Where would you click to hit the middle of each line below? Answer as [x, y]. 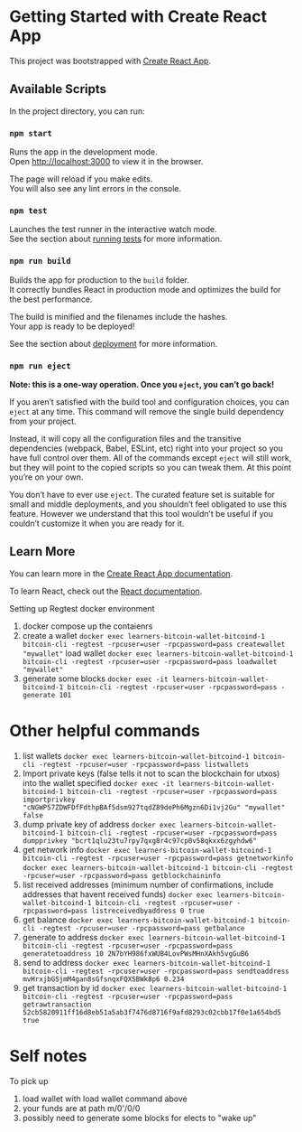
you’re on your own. [46, 477]
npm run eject [40, 366]
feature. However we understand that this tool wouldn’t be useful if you [141, 513]
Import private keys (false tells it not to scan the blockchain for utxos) [151, 773]
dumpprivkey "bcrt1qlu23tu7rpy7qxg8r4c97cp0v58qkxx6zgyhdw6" [140, 841]
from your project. [43, 421]
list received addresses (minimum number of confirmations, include [148, 884]
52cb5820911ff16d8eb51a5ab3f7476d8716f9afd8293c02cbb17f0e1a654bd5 [151, 1012]
